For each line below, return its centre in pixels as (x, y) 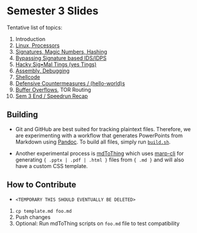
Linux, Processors (37, 45)
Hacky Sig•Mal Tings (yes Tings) (56, 64)
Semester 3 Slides (53, 11)
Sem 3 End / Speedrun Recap (51, 96)
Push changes (33, 217)
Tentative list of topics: (35, 27)
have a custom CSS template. (51, 166)
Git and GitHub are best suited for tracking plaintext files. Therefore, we (103, 129)
